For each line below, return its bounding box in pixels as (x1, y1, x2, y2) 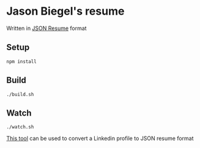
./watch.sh (6, 124, 34, 130)
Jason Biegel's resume (6, 4, 125, 18)
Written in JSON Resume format (6, 24, 87, 32)
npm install (6, 58, 37, 65)
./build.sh (6, 91, 34, 97)
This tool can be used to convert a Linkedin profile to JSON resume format (6, 135, 194, 142)
